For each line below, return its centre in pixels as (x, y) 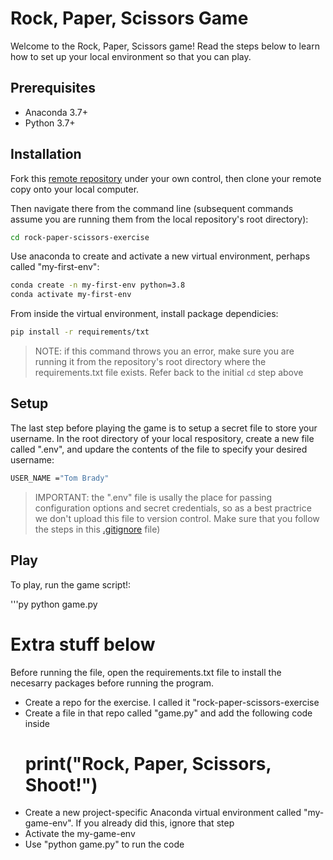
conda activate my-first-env (71, 295)
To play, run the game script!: (71, 584)
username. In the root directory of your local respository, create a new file (162, 438)
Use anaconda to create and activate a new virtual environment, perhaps (160, 256)
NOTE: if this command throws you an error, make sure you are (164, 351)
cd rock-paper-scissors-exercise (80, 237)
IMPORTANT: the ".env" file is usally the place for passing (153, 497)
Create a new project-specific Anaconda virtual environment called (163, 813)
